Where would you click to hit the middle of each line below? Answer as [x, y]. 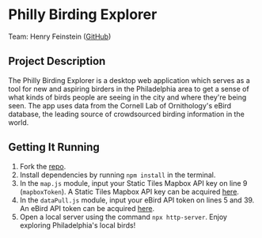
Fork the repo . [43, 166]
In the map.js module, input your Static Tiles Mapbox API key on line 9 [133, 183]
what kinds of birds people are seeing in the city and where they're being [127, 97]
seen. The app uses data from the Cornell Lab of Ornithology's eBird [120, 105]
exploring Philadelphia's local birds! [78, 225]
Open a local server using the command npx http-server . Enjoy [123, 217]
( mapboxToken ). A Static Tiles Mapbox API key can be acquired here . [129, 191]
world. [19, 122]
